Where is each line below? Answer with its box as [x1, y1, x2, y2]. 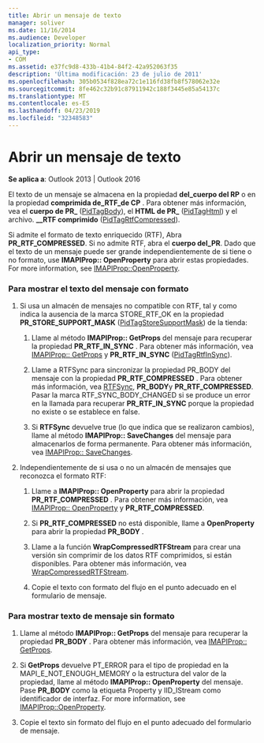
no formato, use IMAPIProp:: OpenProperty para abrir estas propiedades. [8, 255, 249, 264]
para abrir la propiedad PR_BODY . [31, 527, 144, 536]
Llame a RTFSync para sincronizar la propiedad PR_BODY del [31, 365, 231, 375]
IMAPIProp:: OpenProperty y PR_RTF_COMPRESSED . [31, 503, 205, 513]
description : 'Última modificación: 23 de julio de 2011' [8, 70, 203, 78]
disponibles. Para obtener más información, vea [31, 559, 187, 569]
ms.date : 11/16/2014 [8, 26, 76, 34]
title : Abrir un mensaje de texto [8, 11, 122, 20]
